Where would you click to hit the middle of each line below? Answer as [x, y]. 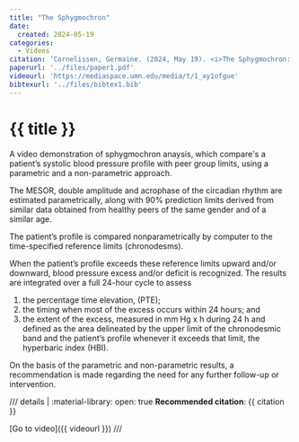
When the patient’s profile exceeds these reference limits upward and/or [143, 263]
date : [19, 26]
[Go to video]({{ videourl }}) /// [66, 429]
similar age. [31, 219]
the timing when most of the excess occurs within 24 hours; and [141, 309]
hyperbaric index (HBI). [66, 348]
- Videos [34, 51]
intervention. [33, 384]
